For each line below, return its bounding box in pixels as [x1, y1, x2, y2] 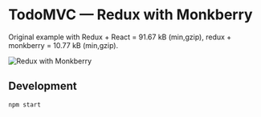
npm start [8, 100, 42, 109]
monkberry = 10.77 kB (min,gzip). [8, 40, 119, 50]
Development [8, 79, 78, 93]
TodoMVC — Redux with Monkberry [8, 6, 253, 24]
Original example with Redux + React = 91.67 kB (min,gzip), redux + [8, 32, 232, 42]
